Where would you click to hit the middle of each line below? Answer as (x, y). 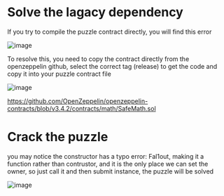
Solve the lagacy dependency (95, 12)
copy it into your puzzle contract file (59, 74)
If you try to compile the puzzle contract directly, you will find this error (110, 32)
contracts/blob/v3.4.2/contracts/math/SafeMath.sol (82, 108)
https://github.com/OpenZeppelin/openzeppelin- (78, 101)
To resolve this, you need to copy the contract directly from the (98, 59)
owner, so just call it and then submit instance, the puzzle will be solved (111, 171)
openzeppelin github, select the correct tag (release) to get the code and (112, 66)
